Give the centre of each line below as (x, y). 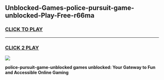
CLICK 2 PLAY (22, 48)
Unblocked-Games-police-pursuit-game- (70, 8)
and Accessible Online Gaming (37, 72)
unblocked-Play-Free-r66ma (50, 16)
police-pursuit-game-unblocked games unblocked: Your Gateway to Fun (80, 67)
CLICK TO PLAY (24, 30)
